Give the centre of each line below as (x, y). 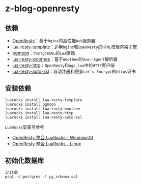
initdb (12, 172)
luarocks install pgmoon (30, 104)
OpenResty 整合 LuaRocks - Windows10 (53, 137)
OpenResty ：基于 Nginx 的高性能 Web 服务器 (54, 41)
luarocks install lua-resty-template (44, 100)
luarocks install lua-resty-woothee (43, 109)
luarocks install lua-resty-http (39, 113)
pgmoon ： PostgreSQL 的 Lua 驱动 (43, 53)
